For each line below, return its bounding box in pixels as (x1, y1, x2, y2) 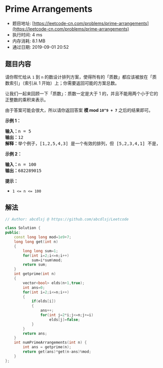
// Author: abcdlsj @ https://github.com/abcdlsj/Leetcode (5, 217, 129, 222)
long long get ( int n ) (14, 239, 58, 244)
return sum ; (23, 262, 48, 267)
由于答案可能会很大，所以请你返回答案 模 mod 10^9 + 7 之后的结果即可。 (5, 107, 153, 113)
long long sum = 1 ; (23, 248, 58, 253)
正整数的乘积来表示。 (5, 97, 48, 102)
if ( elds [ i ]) (31, 299, 56, 304)
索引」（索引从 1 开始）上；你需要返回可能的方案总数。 (9, 80, 120, 86)
